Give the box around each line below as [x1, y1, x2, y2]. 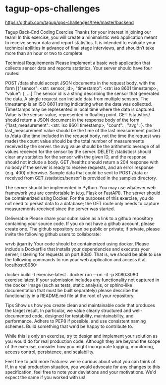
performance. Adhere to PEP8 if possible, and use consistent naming [5, 318, 146, 324]
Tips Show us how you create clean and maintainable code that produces [5, 302, 155, 308]
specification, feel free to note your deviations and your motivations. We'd [5, 369, 156, 375]
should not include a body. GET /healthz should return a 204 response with [5, 159, 159, 165]
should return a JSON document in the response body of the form [5, 117, 140, 123]
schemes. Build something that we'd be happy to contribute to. [5, 323, 134, 329]
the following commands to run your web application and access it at [5, 256, 146, 262]
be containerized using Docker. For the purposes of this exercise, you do [5, 195, 154, 201]
